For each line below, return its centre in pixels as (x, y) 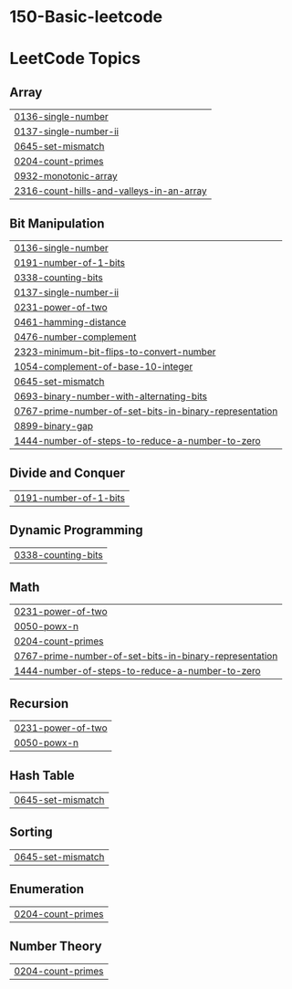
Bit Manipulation (57, 223)
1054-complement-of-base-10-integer (104, 367)
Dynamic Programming (76, 530)
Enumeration (47, 889)
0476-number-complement (75, 337)
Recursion (39, 704)
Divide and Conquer (68, 473)
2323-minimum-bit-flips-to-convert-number (115, 352)
